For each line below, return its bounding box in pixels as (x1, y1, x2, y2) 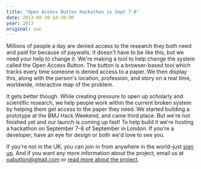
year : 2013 (6, 20, 34, 26)
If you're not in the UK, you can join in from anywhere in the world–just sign (6, 143, 194, 150)
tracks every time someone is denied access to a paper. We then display (6, 68, 187, 76)
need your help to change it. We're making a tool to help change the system (6, 55, 196, 62)
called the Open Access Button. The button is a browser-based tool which (6, 62, 191, 69)
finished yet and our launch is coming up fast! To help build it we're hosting (6, 119, 194, 126)
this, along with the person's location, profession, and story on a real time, (6, 75, 191, 82)
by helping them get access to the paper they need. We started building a (6, 105, 189, 113)
